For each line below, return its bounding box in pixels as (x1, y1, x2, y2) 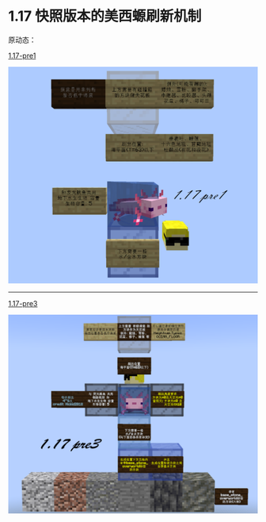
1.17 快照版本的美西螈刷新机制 (8, 7, 202, 25)
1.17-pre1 (8, 51, 36, 60)
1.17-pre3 (8, 298, 38, 308)
